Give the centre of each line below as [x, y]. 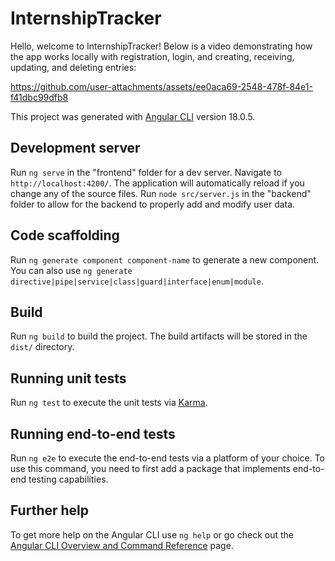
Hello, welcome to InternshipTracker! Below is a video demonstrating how [161, 46]
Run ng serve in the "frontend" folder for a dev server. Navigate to [146, 172]
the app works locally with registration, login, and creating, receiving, [152, 56]
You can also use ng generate [71, 270]
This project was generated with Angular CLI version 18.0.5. [133, 116]
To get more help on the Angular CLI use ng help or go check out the [152, 534]
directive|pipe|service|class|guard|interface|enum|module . [137, 281]
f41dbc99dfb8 [39, 97]
